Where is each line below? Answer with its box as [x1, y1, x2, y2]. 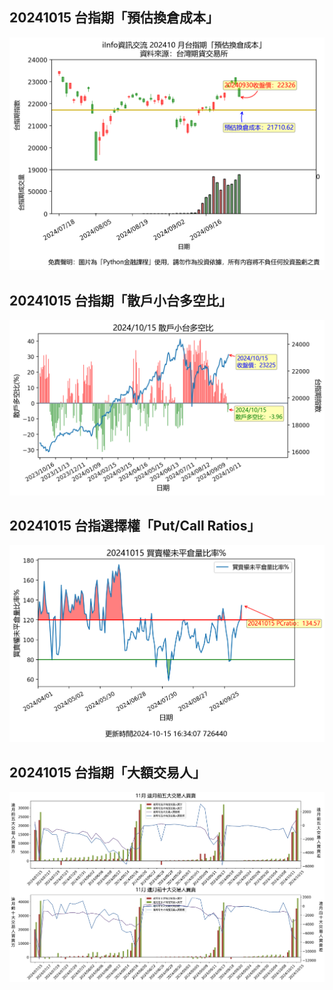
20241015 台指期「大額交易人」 [9, 764, 206, 781]
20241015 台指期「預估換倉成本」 [9, 9, 219, 27]
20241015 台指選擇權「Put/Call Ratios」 [9, 518, 261, 535]
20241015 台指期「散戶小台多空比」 [9, 292, 232, 309]
